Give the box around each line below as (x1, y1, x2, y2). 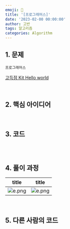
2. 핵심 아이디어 (5, 100, 51, 109)
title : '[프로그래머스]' (5, 12, 51, 17)
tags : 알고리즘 (5, 26, 32, 31)
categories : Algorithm (5, 31, 52, 36)
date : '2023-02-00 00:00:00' (5, 17, 66, 22)
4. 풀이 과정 (5, 164, 39, 172)
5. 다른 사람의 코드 (5, 216, 58, 224)
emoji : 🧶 (5, 7, 23, 13)
